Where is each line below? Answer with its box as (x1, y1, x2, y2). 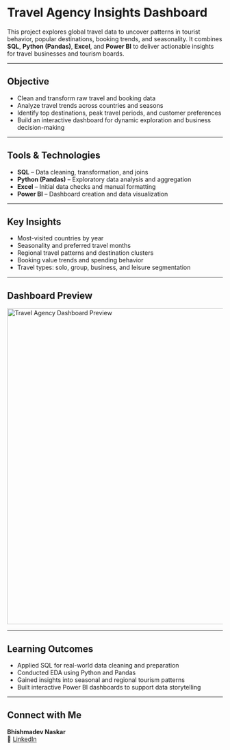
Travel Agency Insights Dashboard (7, 5, 207, 21)
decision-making (16, 123, 65, 131)
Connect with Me (7, 709, 82, 721)
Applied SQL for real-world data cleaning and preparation (16, 661, 179, 669)
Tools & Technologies (7, 150, 101, 161)
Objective (7, 76, 50, 87)
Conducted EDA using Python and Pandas (16, 668, 136, 677)
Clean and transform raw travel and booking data (16, 94, 156, 102)
